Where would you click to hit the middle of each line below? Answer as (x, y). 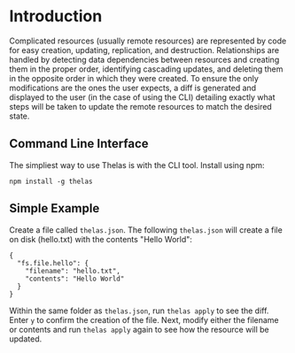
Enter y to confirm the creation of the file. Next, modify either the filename (144, 319)
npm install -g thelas (51, 181)
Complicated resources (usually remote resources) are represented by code (148, 41)
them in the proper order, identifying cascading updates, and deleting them (146, 69)
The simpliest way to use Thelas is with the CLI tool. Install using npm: (137, 165)
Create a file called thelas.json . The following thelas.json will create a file (146, 230)
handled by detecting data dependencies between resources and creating (144, 59)
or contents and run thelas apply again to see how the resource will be (139, 329)
